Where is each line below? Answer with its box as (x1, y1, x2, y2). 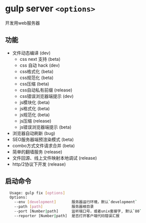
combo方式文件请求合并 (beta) (12, 142, 75, 148)
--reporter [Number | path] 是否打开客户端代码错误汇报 (14, 213, 120, 218)
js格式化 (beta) (19, 105, 50, 111)
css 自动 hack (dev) (19, 62, 60, 68)
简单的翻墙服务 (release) (12, 149, 63, 155)
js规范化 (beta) (19, 112, 50, 118)
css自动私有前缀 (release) (19, 87, 73, 93)
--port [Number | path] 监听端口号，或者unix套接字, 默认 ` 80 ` (14, 209, 142, 214)
